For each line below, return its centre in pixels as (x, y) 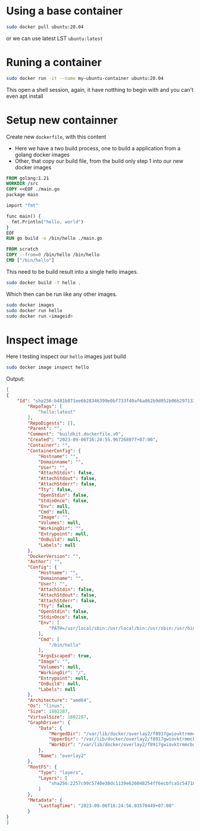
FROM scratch (22, 249)
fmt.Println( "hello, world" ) (48, 222)
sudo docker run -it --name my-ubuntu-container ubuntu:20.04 (85, 78)
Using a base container (65, 11)
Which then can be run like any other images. (62, 294)
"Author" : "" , (45, 562)
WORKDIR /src (22, 184)
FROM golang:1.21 (28, 178)
